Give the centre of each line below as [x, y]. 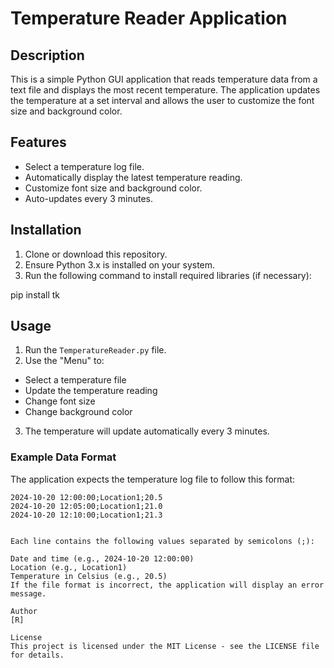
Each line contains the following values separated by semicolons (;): [162, 541]
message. [28, 593]
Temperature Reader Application [149, 18]
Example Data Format [63, 457]
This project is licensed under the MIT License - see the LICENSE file [165, 646]
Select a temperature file [75, 380]
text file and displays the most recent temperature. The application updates [165, 90]
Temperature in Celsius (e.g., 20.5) [89, 576]
